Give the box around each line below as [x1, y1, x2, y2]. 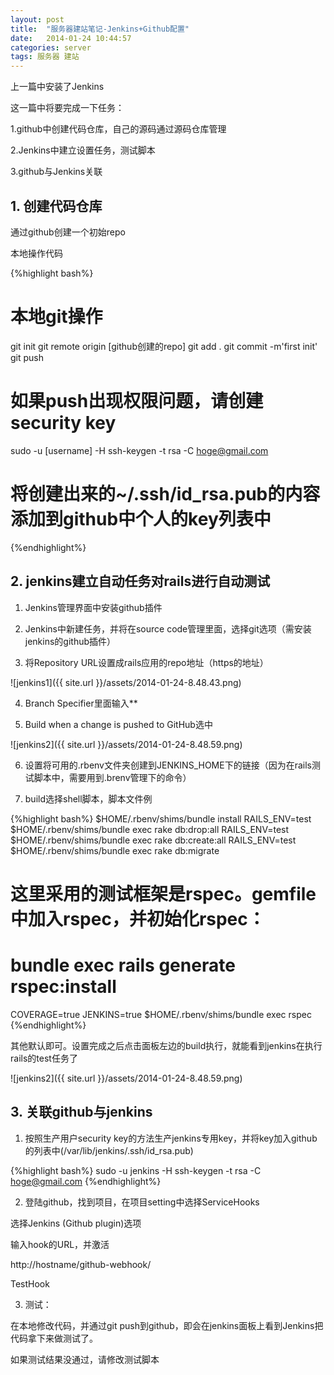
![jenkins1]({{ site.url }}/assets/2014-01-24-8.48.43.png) [10, 676, 242, 688]
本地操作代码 [10, 247, 63, 259]
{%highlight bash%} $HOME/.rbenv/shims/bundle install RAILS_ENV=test [10, 812, 312, 825]
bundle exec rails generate [10, 954, 236, 976]
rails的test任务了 [10, 1052, 78, 1064]
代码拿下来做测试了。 [10, 1332, 98, 1344]
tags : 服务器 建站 [10, 52, 80, 62]
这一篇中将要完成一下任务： [10, 102, 125, 114]
